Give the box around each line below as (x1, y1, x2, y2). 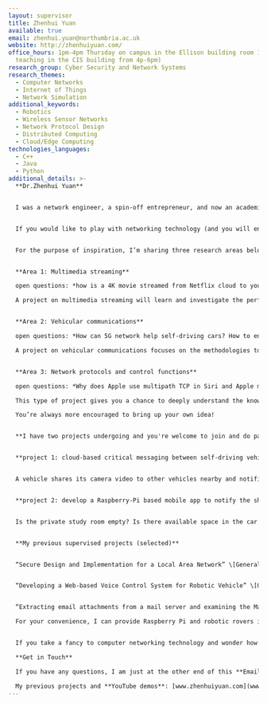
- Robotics (15, 108, 52, 116)
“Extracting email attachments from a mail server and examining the (15, 603, 250, 611)
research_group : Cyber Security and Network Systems (8, 64, 187, 72)
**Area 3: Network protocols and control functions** (15, 367, 197, 375)
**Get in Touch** (15, 653, 73, 662)
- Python (15, 167, 44, 175)
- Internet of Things (15, 85, 87, 94)
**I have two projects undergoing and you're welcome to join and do (15, 432, 250, 441)
